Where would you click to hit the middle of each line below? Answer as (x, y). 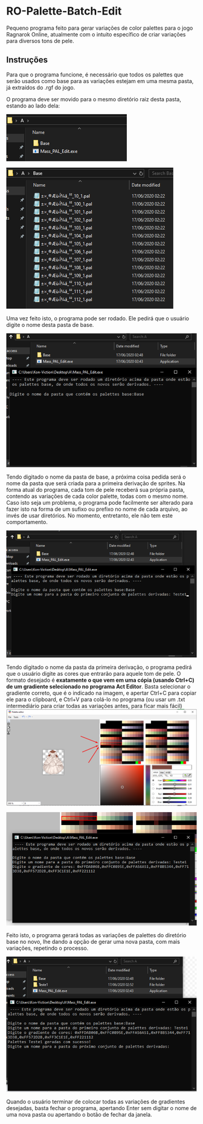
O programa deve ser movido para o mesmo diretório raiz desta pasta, (94, 99)
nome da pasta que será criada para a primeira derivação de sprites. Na (96, 483)
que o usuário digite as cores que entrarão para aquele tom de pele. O (94, 674)
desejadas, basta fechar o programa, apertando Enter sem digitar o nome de (101, 1108)
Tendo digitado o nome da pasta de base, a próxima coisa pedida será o (96, 477)
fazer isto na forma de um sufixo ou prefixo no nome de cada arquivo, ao (97, 509)
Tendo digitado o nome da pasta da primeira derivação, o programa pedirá (99, 667)
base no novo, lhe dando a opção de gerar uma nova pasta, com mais (93, 942)
